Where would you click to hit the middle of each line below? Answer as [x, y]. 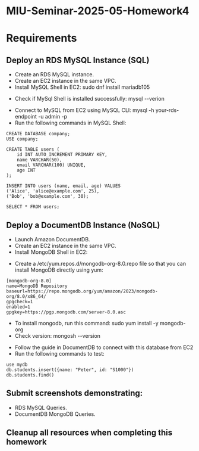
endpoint [26, 117]
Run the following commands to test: [60, 354]
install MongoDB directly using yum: [59, 270]
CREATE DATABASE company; [38, 134]
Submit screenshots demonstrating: [75, 394]
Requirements [42, 38]
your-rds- [167, 110]
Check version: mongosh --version [58, 336]
